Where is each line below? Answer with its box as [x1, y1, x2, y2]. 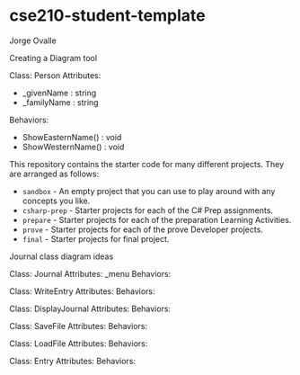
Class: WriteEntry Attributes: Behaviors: [9, 285, 155, 297]
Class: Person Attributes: [9, 69, 101, 81]
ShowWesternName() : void [22, 141, 125, 152]
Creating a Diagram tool [9, 52, 97, 63]
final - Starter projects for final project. [22, 233, 170, 244]
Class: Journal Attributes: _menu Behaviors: [9, 268, 172, 279]
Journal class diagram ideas [9, 251, 114, 262]
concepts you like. [22, 195, 91, 206]
